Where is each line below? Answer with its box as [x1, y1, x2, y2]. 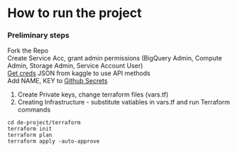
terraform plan [7, 131, 53, 139]
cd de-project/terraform [7, 119, 81, 126]
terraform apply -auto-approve [7, 138, 100, 145]
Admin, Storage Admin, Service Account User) [7, 62, 143, 70]
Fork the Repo [7, 46, 49, 55]
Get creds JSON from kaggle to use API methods [7, 69, 150, 77]
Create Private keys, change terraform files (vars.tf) [17, 90, 169, 99]
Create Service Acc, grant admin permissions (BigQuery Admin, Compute [7, 54, 222, 63]
